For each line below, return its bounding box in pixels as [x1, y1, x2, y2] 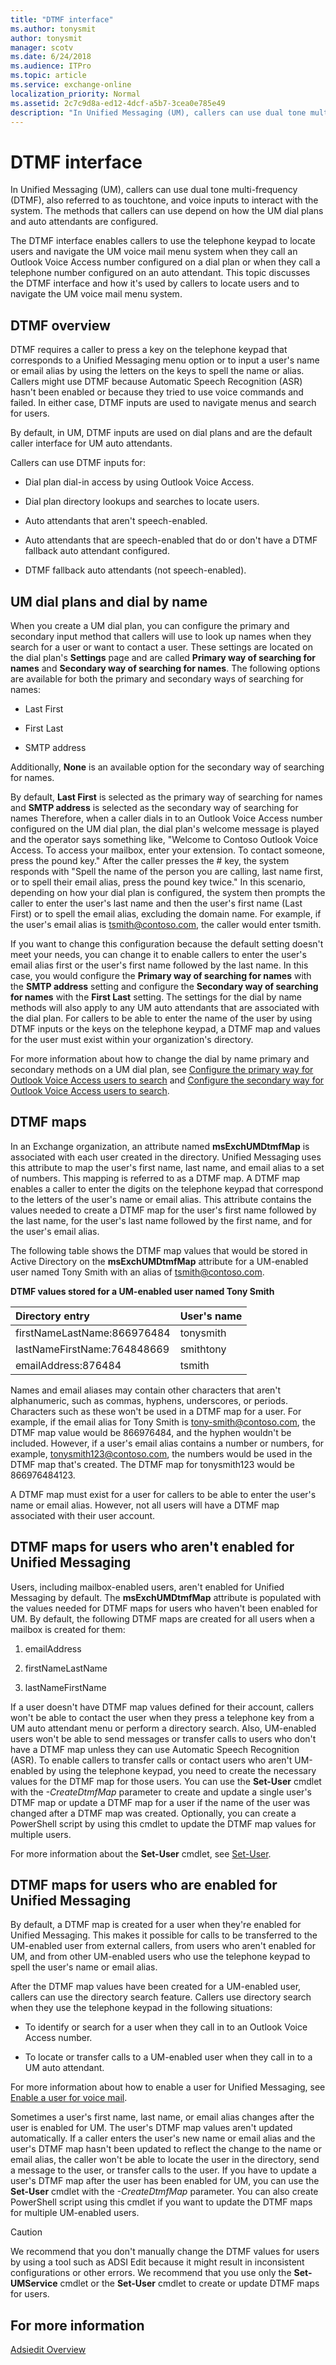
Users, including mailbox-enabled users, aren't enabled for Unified [10, 1581, 285, 1593]
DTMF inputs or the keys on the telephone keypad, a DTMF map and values [10, 1022, 321, 1035]
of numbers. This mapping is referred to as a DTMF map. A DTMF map [10, 1172, 301, 1184]
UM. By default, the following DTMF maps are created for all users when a [10, 1612, 315, 1625]
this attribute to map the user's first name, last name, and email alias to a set [10, 1161, 325, 1173]
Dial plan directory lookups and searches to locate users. [24, 496, 260, 508]
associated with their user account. [10, 1509, 156, 1521]
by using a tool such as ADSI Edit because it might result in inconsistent [10, 2256, 305, 2268]
